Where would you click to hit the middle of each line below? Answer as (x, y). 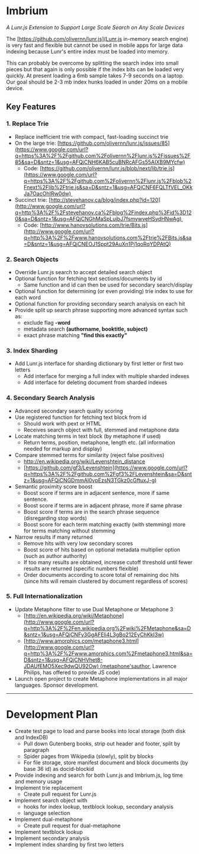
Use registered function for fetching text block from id (81, 417)
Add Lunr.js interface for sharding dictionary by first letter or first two (99, 364)
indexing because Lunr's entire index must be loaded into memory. (88, 51)
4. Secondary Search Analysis (51, 398)
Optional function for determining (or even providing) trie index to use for (104, 291)
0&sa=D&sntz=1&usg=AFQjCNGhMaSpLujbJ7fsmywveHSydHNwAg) (98, 218)
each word (28, 297)
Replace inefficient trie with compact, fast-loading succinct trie (92, 136)
